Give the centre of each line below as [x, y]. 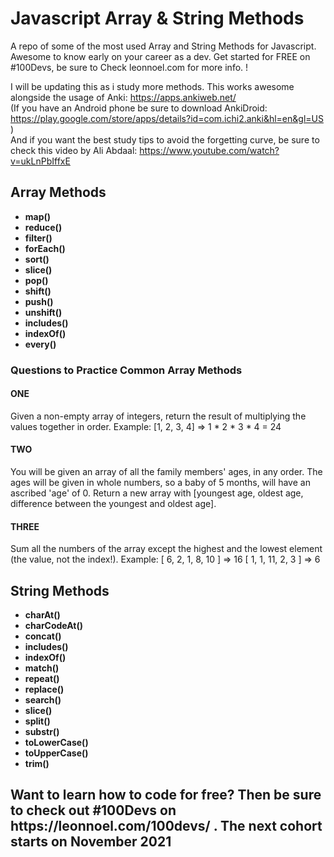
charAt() [42, 615]
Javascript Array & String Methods [157, 18]
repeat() [42, 679]
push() [39, 301]
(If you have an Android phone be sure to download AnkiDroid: [139, 108]
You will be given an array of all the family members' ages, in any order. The [166, 472]
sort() [37, 259]
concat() [43, 636]
